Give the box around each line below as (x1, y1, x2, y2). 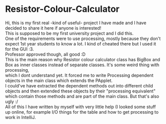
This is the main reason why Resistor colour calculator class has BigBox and (5, 56, 160, 62)
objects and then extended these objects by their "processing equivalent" (5, 88, 156, 94)
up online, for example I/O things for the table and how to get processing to (5, 109, 159, 115)
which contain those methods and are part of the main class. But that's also (5, 93, 160, 99)
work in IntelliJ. (5, 114, 36, 120)
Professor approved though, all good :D (5, 51, 86, 57)
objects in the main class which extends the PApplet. (5, 78, 113, 83)
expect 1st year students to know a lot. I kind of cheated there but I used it (5, 41, 156, 46)
